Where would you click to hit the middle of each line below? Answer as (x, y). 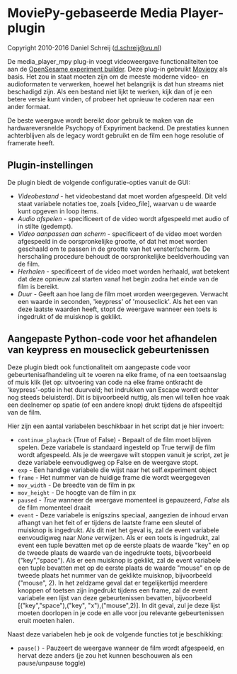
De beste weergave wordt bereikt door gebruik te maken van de (100, 120)
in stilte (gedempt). (45, 226)
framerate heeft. (31, 142)
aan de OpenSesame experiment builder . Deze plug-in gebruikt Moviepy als (118, 69)
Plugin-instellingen (50, 165)
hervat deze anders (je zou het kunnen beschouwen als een (105, 655)
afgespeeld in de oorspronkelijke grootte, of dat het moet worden (112, 241)
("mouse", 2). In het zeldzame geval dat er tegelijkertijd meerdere (112, 583)
